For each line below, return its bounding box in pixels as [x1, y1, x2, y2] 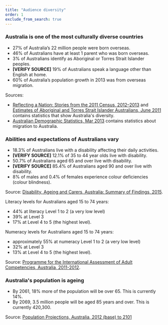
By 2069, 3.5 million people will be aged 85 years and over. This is [12, 299, 149, 305]
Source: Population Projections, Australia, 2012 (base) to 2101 [5, 314, 132, 320]
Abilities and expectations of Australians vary [5, 135, 119, 142]
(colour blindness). [12, 179, 52, 185]
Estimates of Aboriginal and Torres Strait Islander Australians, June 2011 [12, 107, 161, 113]
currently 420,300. [12, 304, 52, 310]
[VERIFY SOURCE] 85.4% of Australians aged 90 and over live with [12, 163, 152, 169]
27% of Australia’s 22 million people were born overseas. [12, 45, 130, 51]
